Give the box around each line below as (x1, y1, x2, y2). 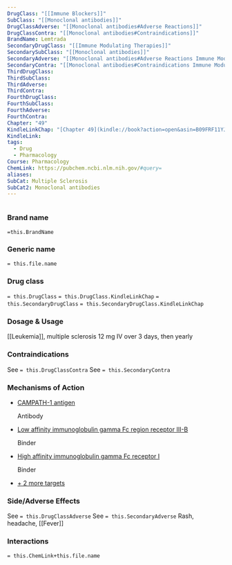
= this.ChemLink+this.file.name (7, 552, 100, 559)
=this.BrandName (7, 228, 54, 235)
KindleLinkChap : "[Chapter (7, 126, 85, 133)
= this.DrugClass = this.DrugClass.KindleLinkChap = (7, 294, 159, 301)
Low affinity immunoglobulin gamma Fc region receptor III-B (17, 425, 188, 433)
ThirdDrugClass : (7, 68, 54, 75)
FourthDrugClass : (7, 94, 57, 101)
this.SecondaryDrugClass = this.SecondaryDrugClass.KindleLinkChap (7, 301, 204, 308)
